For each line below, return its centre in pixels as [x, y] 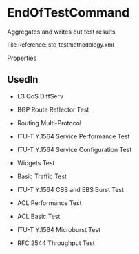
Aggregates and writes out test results [61, 32]
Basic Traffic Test [42, 176]
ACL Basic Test [39, 216]
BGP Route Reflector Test [53, 109]
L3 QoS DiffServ [40, 96]
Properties [22, 58]
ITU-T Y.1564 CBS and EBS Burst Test [71, 189]
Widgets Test [36, 162]
